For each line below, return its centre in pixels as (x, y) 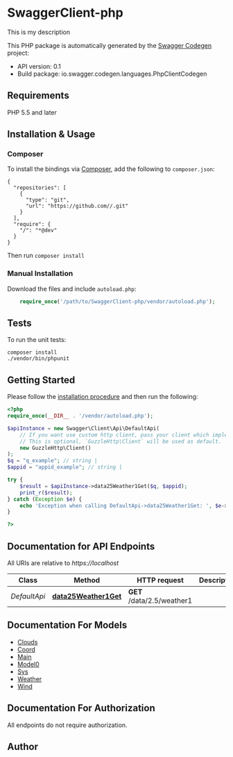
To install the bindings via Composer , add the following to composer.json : (111, 169)
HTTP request (160, 580)
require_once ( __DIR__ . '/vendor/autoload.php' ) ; (80, 416)
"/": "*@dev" (38, 231)
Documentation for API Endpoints (81, 546)
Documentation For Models (67, 625)
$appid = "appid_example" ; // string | (65, 467)
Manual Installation (40, 274)
